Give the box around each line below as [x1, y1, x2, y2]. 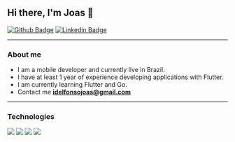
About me [7, 50, 42, 59]
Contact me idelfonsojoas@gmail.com [17, 88, 131, 97]
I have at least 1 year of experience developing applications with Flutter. [17, 73, 224, 81]
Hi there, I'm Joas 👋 [7, 7, 94, 19]
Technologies [7, 112, 55, 122]
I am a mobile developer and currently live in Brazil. [17, 66, 166, 74]
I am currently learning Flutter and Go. [17, 80, 127, 89]
